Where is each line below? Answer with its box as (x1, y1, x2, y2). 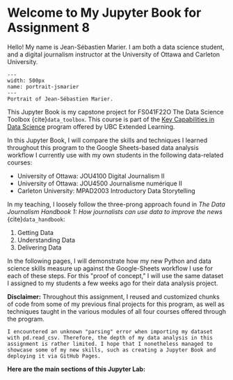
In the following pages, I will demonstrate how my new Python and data (7, 257, 212, 265)
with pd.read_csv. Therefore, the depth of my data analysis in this (7, 334, 214, 341)
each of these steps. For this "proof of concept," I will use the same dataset (7, 271, 224, 280)
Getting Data (17, 228, 54, 236)
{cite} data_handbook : (7, 215, 65, 223)
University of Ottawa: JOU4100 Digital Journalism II (17, 172, 165, 180)
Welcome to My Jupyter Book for (7, 5, 202, 21)
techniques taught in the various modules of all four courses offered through (7, 307, 227, 315)
